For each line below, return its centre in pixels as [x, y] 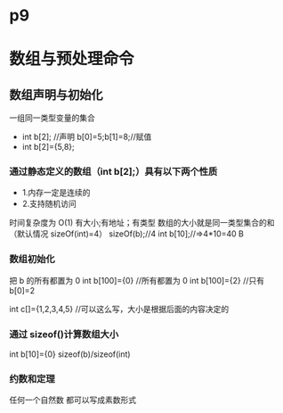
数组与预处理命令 [72, 59]
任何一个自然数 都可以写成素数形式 [73, 400]
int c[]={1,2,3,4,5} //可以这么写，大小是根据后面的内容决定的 [119, 309]
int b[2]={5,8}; [49, 147]
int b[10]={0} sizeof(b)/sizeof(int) [70, 354]
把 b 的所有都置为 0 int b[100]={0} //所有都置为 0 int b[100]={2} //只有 [137, 280]
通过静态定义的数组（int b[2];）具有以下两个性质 [113, 172]
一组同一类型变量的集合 [52, 118]
